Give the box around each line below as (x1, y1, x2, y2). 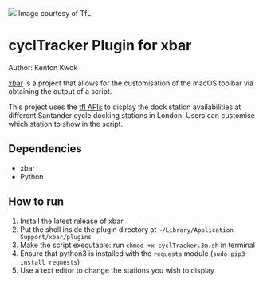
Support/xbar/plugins (19, 233, 92, 241)
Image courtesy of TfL (18, 9, 92, 18)
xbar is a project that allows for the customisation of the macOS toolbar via (8, 78, 253, 88)
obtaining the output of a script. (8, 86, 112, 96)
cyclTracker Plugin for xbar (8, 37, 192, 55)
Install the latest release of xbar (19, 216, 124, 226)
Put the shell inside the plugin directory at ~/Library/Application (19, 224, 234, 234)
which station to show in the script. (8, 119, 124, 128)
